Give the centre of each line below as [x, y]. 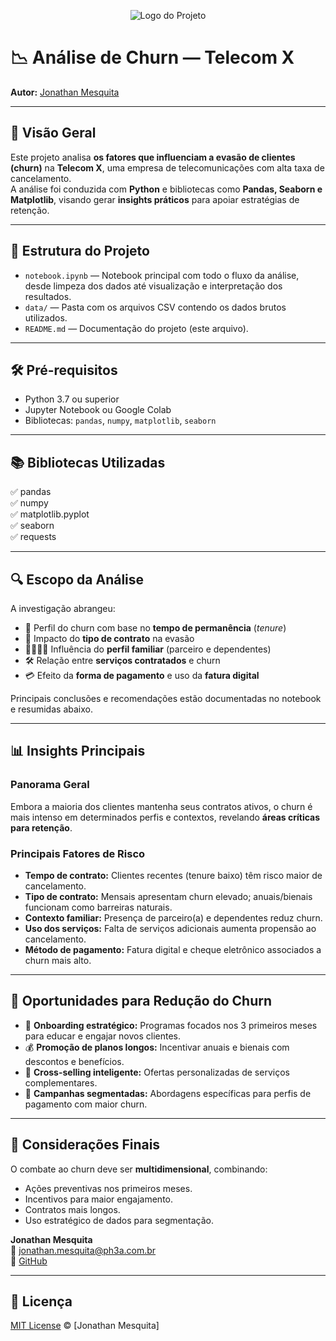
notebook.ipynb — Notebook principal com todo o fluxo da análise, [162, 275]
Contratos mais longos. [72, 1209]
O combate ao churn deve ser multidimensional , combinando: [139, 1169]
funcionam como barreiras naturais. [98, 907]
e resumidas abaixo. [51, 709]
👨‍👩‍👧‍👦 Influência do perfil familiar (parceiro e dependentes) [148, 649]
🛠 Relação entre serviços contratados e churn [122, 660]
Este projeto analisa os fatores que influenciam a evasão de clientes [153, 157]
